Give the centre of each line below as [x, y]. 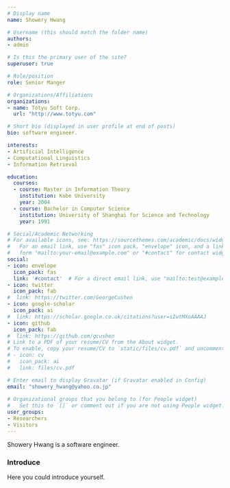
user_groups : [26, 413]
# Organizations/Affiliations [50, 95]
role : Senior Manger [37, 82]
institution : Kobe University [63, 196]
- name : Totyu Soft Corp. [44, 108]
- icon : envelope [32, 266]
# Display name [29, 13]
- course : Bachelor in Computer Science [72, 209]
